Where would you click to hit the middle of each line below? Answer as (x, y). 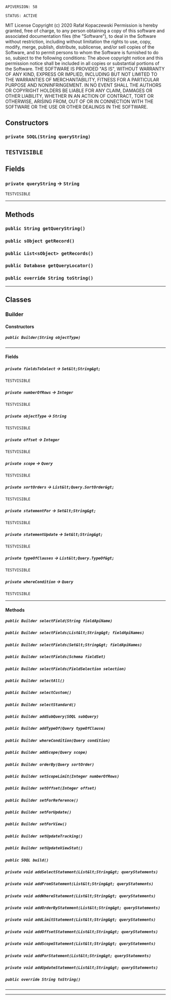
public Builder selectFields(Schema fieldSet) (55, 657)
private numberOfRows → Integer (39, 392)
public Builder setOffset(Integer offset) (51, 788)
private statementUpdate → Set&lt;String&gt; (54, 534)
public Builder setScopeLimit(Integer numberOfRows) (62, 776)
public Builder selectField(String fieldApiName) (59, 621)
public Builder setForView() (36, 824)
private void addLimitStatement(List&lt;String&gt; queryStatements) (81, 920)
